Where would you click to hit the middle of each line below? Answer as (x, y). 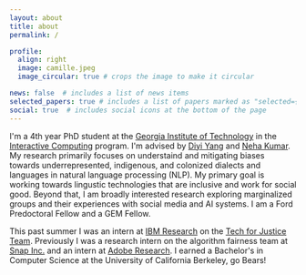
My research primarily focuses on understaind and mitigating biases (137, 155)
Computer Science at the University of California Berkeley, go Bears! (138, 260)
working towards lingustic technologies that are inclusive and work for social (153, 184)
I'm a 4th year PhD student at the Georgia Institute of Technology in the (143, 136)
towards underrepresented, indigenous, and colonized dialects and (135, 165)
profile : (26, 51)
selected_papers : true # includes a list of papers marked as (130, 101)
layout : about (36, 18)
